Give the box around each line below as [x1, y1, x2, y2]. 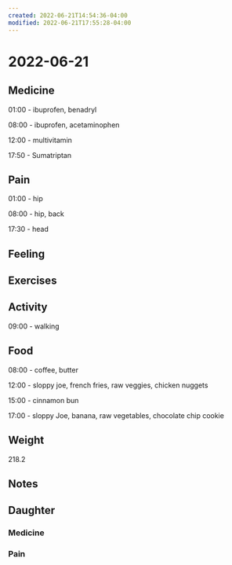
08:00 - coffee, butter [8, 365, 78, 374]
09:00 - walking [8, 321, 60, 331]
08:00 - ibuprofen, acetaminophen [8, 119, 120, 130]
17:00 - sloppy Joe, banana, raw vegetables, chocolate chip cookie [8, 410, 225, 420]
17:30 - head [8, 225, 49, 234]
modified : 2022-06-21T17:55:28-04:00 [8, 19, 132, 27]
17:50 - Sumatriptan [8, 150, 72, 160]
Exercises [8, 274, 57, 288]
